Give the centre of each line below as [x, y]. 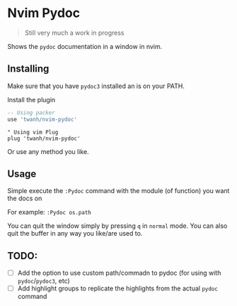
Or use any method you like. [48, 151]
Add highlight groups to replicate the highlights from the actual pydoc [117, 288]
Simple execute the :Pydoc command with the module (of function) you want [118, 191]
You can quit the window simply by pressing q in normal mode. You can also [117, 226]
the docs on [25, 198]
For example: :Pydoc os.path [50, 212]
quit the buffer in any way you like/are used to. [75, 234]
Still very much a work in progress [74, 33]
